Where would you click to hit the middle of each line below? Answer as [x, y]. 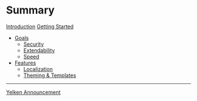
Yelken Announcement [33, 92]
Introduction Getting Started [40, 26]
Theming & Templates [50, 75]
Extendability [39, 50]
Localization [38, 69]
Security [33, 44]
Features [25, 63]
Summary [30, 10]
